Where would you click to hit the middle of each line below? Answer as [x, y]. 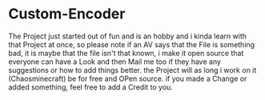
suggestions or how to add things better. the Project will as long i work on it [132, 70]
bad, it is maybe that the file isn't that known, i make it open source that [126, 53]
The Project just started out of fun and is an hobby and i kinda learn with [127, 36]
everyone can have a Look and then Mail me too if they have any [115, 62]
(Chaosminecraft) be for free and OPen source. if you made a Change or [128, 78]
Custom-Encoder [67, 14]
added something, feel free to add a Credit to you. [91, 87]
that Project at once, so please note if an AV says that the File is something [131, 44]
